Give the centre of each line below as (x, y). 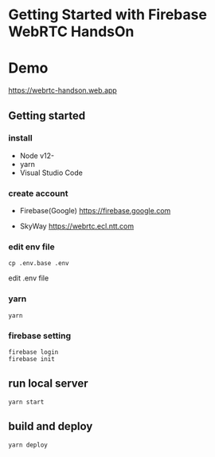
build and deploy (51, 426)
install (21, 138)
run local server (49, 384)
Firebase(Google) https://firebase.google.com (95, 211)
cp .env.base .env (39, 264)
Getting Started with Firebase (107, 15)
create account (38, 193)
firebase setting (40, 336)
